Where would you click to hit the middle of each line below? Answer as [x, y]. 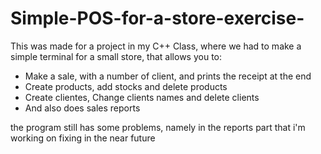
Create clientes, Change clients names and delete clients [142, 97]
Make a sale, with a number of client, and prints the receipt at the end [168, 76]
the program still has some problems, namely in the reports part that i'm [158, 127]
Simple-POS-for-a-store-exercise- [157, 18]
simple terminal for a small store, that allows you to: [116, 56]
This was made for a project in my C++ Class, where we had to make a [156, 46]
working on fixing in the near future [83, 138]
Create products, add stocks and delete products [126, 86]
